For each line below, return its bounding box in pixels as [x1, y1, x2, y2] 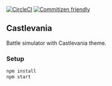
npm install [6, 68, 36, 74]
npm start [6, 73, 31, 80]
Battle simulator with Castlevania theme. [6, 39, 107, 47]
